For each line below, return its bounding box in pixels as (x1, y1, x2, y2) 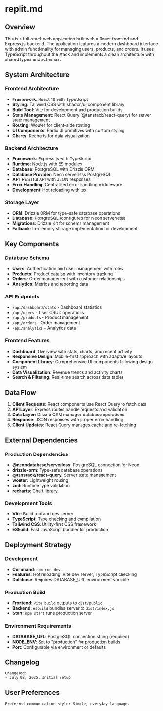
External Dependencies (5, 436, 78, 444)
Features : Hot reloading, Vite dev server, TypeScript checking (12, 572, 137, 577)
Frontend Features (5, 337, 50, 344)
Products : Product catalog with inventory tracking (12, 271, 113, 276)
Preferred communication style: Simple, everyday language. (5, 701, 130, 707)
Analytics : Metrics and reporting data (12, 281, 89, 287)
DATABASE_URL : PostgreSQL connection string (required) (12, 633, 129, 639)
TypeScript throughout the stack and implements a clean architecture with (5, 51, 155, 57)
